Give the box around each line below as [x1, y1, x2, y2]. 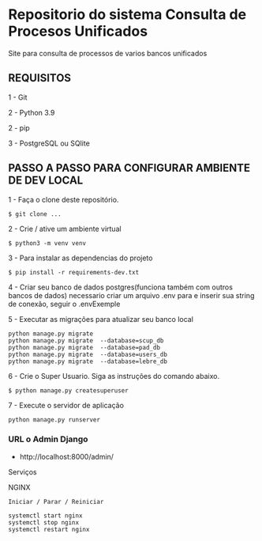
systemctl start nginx [8, 512, 83, 520]
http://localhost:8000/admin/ [19, 452, 114, 461]
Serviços [8, 467, 37, 476]
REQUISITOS [8, 71, 72, 85]
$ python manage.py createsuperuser [8, 386, 129, 395]
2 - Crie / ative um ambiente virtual [8, 224, 122, 233]
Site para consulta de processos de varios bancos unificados [8, 48, 208, 58]
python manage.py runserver [8, 415, 101, 424]
